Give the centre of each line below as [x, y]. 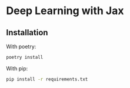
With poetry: [21, 46]
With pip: [17, 68]
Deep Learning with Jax [65, 11]
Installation [27, 33]
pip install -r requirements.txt [47, 79]
